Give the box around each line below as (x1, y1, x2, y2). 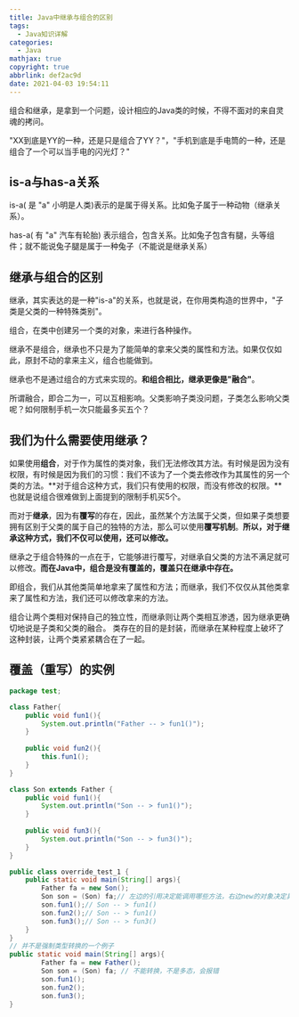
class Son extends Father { (9, 785, 114, 793)
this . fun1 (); (41, 753, 90, 761)
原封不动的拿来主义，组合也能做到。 (24, 355, 158, 366)
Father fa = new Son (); (41, 883, 129, 893)
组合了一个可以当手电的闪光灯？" (9, 146, 131, 157)
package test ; (9, 687, 62, 696)
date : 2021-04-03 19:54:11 (9, 79, 109, 88)
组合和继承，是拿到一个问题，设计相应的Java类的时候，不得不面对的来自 (9, 104, 277, 116)
